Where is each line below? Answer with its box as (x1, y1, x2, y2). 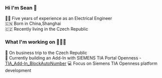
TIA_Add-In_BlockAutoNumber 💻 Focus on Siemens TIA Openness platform (5, 60, 158, 66)
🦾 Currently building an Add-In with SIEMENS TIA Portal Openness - (5, 55, 142, 60)
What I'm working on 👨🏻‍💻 (5, 39, 67, 45)
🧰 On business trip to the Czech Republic (5, 50, 88, 56)
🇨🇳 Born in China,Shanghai (5, 20, 61, 26)
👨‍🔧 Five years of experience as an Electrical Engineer (5, 16, 112, 21)
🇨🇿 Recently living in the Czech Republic (5, 26, 89, 32)
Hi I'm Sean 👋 (5, 4, 37, 11)
